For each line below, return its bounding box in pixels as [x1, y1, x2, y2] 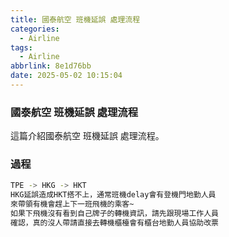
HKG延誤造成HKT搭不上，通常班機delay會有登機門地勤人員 [10, 190, 217, 200]
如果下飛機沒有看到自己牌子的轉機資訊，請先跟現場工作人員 [10, 209, 219, 219]
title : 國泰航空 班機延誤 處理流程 [10, 14, 141, 25]
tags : [10, 42, 33, 53]
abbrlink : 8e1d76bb [10, 61, 92, 71]
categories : [10, 24, 60, 34]
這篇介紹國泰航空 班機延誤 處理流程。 [10, 130, 165, 142]
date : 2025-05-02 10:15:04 [10, 71, 123, 81]
